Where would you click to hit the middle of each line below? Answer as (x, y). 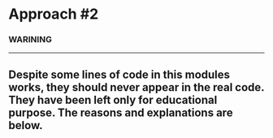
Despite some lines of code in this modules (119, 74)
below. (26, 125)
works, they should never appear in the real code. (136, 87)
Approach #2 (54, 14)
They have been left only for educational (113, 99)
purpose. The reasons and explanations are (121, 112)
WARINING (30, 40)
